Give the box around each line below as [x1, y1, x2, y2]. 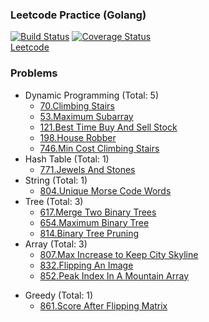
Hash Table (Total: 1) [24, 153, 110, 165]
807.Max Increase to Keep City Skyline [39, 248, 199, 260]
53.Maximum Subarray [39, 110, 134, 122]
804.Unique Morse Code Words [39, 184, 172, 197]
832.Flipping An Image [39, 259, 134, 271]
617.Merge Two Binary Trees [39, 206, 157, 218]
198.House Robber [39, 131, 117, 143]
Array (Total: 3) [24, 238, 88, 250]
